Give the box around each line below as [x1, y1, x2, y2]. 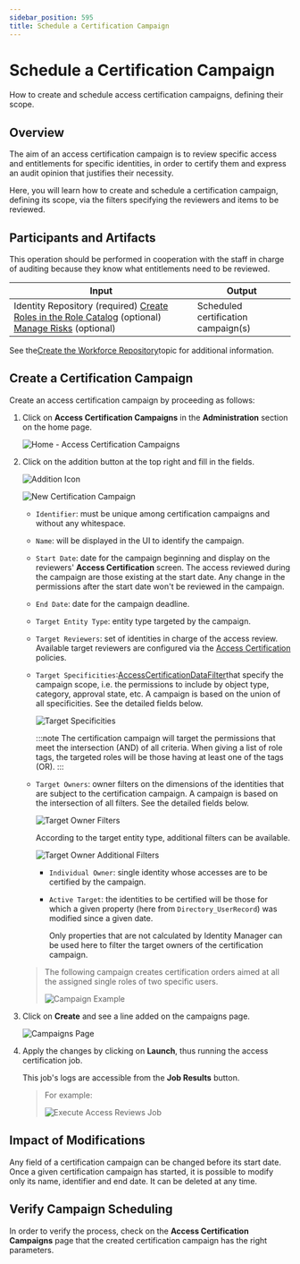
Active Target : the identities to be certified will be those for [48, 893, 268, 904]
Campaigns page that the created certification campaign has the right [9, 1234, 268, 1245]
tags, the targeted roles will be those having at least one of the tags [35, 751, 284, 762]
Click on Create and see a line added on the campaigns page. [21, 1011, 250, 1021]
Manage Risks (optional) [13, 322, 116, 335]
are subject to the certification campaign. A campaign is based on [35, 788, 279, 799]
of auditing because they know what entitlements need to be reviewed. [9, 263, 271, 274]
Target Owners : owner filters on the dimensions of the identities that [35, 778, 284, 789]
